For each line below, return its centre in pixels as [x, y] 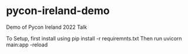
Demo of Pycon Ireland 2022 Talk [46, 27]
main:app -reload [27, 45]
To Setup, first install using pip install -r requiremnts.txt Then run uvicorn [94, 38]
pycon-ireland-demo [58, 11]
